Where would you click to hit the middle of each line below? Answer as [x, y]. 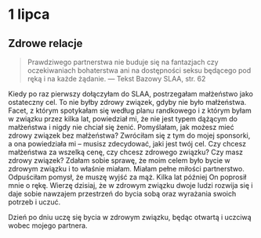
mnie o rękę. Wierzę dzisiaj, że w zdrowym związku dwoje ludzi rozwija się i [130, 185]
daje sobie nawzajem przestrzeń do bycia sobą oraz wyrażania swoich [122, 194]
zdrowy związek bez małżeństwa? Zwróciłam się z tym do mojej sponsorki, [129, 135]
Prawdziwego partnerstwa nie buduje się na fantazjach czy [123, 62]
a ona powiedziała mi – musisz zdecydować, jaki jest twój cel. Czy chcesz [127, 144]
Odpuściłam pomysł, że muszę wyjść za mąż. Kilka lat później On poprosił [127, 177]
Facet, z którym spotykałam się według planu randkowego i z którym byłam [130, 110]
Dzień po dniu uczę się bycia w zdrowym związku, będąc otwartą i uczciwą [130, 217]
